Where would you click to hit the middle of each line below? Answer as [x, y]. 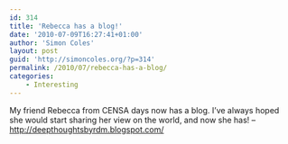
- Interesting [52, 85]
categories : [32, 76]
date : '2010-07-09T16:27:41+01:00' [76, 34]
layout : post [34, 51]
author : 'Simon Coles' [52, 43]
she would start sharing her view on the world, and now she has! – [133, 120]
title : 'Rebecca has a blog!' [66, 26]
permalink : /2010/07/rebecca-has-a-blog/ [88, 68]
